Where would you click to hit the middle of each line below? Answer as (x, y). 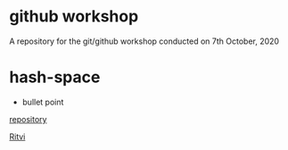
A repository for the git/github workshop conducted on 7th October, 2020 (144, 41)
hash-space (55, 77)
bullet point (43, 102)
